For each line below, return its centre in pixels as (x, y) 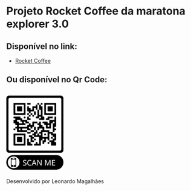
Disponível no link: (42, 46)
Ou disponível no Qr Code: (57, 80)
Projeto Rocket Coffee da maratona (96, 11)
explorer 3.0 (38, 24)
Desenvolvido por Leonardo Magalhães (55, 181)
